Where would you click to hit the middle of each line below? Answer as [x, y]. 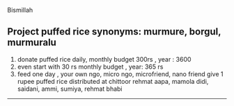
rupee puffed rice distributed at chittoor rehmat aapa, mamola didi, [113, 81]
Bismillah [20, 10]
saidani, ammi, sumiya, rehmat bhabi [70, 89]
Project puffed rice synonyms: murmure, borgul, [114, 32]
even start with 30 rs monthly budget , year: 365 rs [90, 67]
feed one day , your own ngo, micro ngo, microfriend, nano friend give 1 [120, 74]
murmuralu [32, 43]
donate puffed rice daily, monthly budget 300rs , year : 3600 [104, 59]
